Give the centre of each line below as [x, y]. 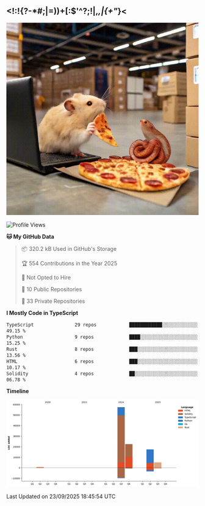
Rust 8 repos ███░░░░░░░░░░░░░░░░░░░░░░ [102, 349]
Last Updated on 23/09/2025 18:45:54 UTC [61, 497]
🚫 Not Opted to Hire [46, 277]
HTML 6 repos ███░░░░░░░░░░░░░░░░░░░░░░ [102, 361]
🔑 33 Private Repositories [53, 301]
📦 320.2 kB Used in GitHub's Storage [69, 248]
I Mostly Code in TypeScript [42, 313]
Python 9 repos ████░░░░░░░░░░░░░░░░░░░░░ [102, 337]
